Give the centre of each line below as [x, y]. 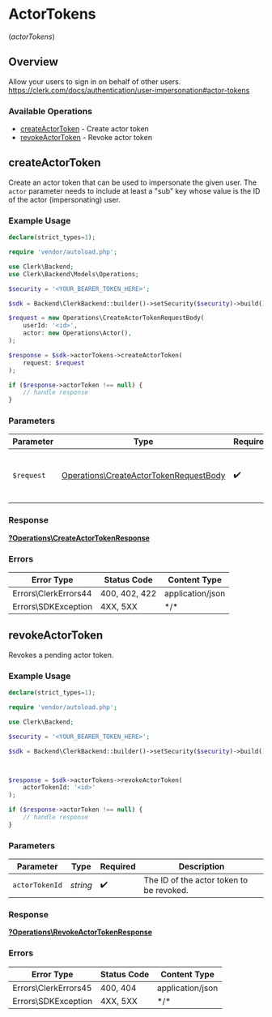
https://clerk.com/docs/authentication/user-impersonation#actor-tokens [129, 90]
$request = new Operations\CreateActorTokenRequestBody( [106, 318]
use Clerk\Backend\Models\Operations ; [74, 274]
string [81, 886]
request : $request [54, 363]
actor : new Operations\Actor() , [77, 333]
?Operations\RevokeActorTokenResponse [80, 932]
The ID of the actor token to [196, 880]
